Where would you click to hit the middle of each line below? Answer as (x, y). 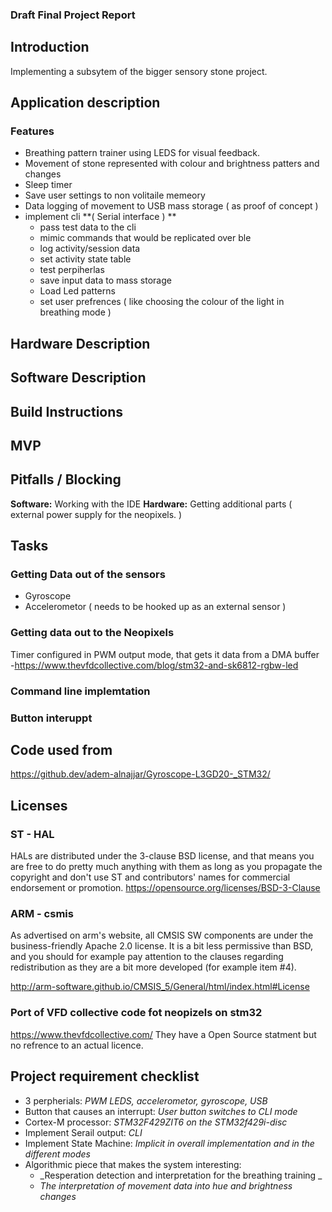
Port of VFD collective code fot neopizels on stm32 (136, 1013)
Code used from (61, 750)
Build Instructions (67, 411)
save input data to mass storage (105, 280)
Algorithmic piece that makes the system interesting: (133, 1164)
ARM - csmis (42, 914)
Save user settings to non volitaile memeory (115, 195)
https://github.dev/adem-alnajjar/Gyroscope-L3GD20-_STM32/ (140, 774)
